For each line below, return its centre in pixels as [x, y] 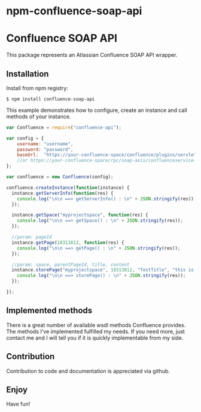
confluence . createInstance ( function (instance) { [68, 187]
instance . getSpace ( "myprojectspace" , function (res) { [80, 215]
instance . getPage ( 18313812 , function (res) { [68, 242]
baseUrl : [28, 155]
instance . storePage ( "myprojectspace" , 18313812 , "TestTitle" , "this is [103, 270]
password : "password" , [45, 149]
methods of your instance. [39, 116]
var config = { [25, 138]
